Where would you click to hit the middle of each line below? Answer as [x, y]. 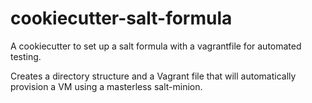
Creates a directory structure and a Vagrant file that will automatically [153, 76]
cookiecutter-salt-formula [121, 18]
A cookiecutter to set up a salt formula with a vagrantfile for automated [156, 46]
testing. [26, 56]
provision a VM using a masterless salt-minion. [106, 86]
